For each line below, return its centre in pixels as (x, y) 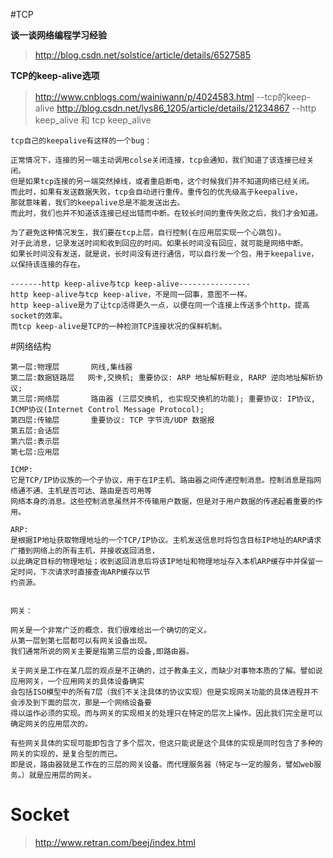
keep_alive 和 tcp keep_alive (93, 120)
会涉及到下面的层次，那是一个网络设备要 (81, 703)
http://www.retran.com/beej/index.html (115, 842)
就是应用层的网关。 (62, 775)
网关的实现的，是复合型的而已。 (66, 754)
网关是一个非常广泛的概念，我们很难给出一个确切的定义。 (111, 630)
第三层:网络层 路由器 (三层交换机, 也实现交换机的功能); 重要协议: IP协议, (163, 399)
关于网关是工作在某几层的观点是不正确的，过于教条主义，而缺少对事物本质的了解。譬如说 (166, 671)
